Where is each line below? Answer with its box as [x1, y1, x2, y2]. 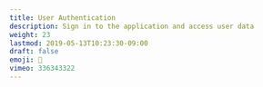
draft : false [9, 47, 59, 56]
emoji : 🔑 [9, 55, 43, 64]
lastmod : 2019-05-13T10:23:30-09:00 [9, 38, 148, 48]
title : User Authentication [9, 13, 116, 23]
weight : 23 [9, 30, 51, 39]
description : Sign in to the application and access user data [9, 22, 255, 31]
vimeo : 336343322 [9, 64, 76, 73]
